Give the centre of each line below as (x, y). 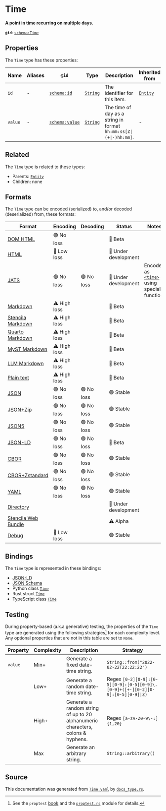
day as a (114, 114)
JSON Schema (27, 583)
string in (114, 120)
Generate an (81, 747)
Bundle (16, 524)
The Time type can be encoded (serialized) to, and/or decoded (69, 209)
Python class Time (30, 588)
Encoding (65, 227)
